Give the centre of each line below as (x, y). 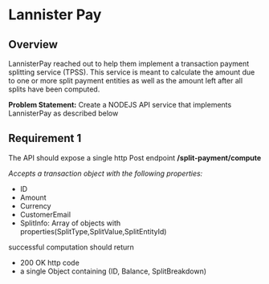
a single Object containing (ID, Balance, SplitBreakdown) (113, 271)
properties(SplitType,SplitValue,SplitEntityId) (93, 231)
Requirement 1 (45, 138)
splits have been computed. (54, 89)
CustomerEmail (45, 214)
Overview (33, 45)
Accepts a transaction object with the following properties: (106, 173)
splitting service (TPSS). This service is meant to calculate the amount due (132, 72)
